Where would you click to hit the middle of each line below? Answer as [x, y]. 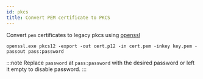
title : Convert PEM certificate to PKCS [59, 18]
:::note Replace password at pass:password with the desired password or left [101, 63]
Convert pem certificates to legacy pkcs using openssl [73, 35]
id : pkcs [17, 12]
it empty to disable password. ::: [47, 69]
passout [16, 51]
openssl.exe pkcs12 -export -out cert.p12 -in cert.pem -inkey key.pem [99, 46]
